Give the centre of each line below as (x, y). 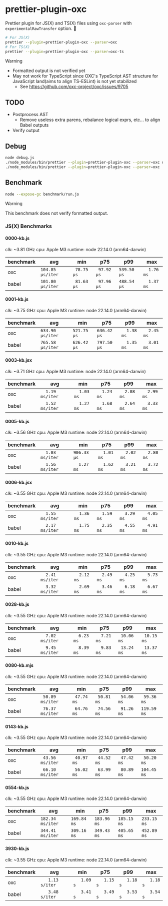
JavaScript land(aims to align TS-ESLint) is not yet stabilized (74, 82)
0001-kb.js (17, 299)
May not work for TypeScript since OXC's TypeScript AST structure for (85, 76)
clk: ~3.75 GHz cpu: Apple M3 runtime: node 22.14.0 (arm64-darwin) (76, 310)
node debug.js (20, 158)
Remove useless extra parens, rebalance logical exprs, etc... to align (90, 120)
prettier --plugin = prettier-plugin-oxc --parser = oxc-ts (64, 52)
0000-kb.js (17, 238)
